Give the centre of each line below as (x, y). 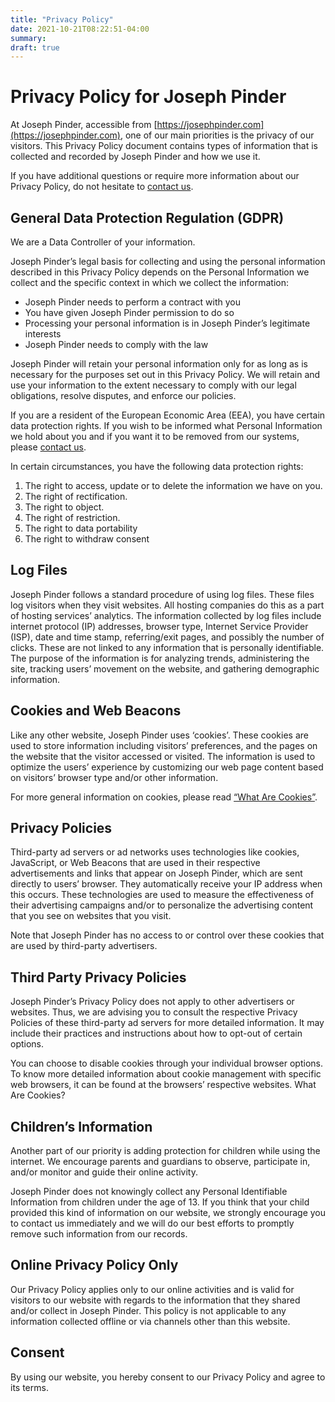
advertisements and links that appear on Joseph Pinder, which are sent (156, 873)
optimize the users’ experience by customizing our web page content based (167, 767)
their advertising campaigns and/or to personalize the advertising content (162, 905)
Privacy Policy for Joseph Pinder (148, 97)
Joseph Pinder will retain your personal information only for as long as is (159, 364)
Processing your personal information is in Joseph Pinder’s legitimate (167, 323)
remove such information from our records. (99, 1234)
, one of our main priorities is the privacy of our (217, 135)
